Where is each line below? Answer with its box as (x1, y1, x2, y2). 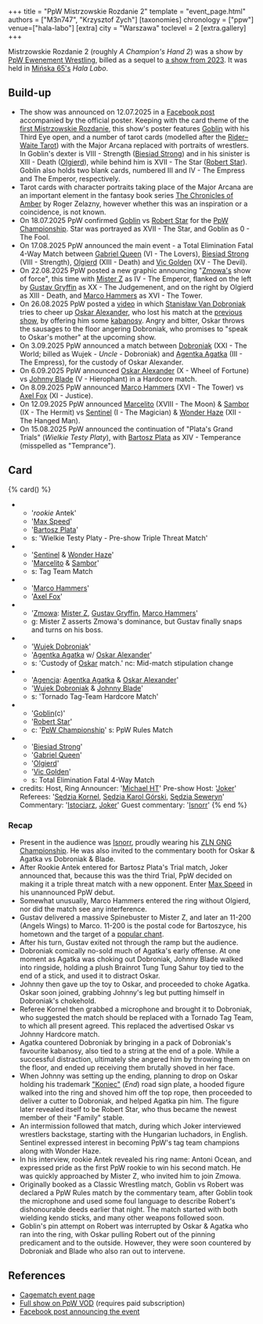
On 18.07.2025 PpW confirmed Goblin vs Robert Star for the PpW (19, 215, 229, 225)
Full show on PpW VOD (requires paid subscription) (19, 1298, 186, 1308)
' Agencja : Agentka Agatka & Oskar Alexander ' (31, 675, 179, 684)
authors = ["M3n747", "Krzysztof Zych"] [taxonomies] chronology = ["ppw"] (8, 15, 254, 24)
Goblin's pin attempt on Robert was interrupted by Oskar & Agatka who (19, 1221, 249, 1231)
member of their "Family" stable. (19, 1113, 125, 1122)
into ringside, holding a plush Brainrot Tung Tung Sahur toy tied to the (19, 962, 244, 972)
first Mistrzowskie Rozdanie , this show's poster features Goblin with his (19, 123, 250, 133)
